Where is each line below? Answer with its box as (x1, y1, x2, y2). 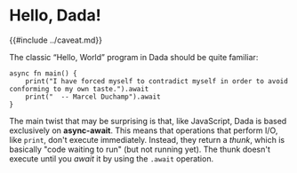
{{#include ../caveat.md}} (9, 35, 102, 45)
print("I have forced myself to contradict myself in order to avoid (25, 76, 289, 85)
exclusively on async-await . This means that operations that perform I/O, (9, 125, 278, 136)
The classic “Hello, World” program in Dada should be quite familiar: (9, 51, 259, 62)
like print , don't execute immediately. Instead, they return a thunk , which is (9, 134, 285, 145)
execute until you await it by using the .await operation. (9, 153, 214, 164)
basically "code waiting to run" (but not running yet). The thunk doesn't (9, 144, 271, 154)
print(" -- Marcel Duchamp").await (25, 92, 162, 101)
